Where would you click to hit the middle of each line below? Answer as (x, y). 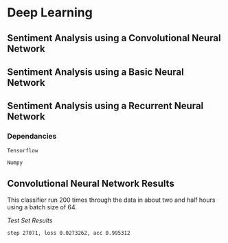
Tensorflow (23, 150)
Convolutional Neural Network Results (91, 184)
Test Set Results (30, 220)
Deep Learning (50, 13)
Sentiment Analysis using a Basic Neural (95, 72)
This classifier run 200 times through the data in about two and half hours (111, 200)
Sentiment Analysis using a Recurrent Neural (105, 106)
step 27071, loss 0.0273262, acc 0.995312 (69, 233)
